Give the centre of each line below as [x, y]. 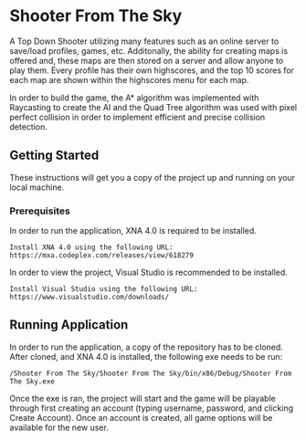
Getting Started [54, 156]
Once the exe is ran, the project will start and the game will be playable [142, 398]
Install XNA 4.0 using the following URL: [91, 247]
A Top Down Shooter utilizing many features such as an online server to [144, 41]
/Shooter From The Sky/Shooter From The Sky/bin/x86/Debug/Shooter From [151, 373]
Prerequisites [40, 211]
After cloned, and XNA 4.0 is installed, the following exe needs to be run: [146, 356]
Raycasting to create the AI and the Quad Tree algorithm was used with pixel [153, 107]
